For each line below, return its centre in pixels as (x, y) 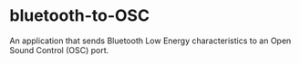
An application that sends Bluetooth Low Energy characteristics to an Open (150, 41)
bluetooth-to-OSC (80, 16)
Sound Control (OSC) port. (59, 50)
